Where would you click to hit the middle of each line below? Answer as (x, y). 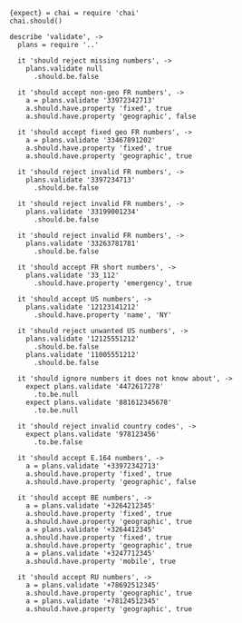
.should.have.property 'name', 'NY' (102, 315)
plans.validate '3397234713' (81, 180)
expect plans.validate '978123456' (93, 434)
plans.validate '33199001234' (83, 212)
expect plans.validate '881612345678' (99, 402)
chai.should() (36, 21)
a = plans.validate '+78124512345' (93, 601)
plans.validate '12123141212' (83, 307)
